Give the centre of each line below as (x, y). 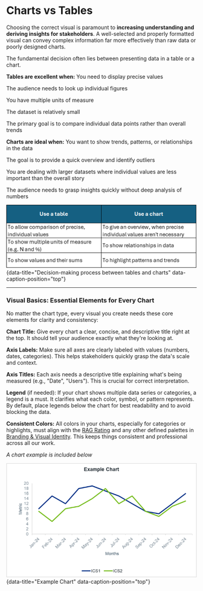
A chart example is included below (49, 455)
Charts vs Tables (50, 11)
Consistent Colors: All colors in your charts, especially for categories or (96, 424)
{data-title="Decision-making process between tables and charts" (89, 272)
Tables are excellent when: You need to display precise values (85, 76)
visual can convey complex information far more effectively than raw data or (101, 40)
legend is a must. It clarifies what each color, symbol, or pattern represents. (100, 399)
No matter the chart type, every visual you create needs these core (90, 313)
